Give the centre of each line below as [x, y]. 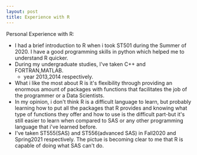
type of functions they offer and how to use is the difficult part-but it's [100, 114]
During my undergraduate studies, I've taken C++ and [80, 64]
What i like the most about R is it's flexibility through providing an [93, 83]
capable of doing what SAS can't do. [59, 146]
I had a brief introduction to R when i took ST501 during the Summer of [101, 45]
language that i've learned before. [56, 127]
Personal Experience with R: [40, 34]
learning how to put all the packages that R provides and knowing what [101, 108]
